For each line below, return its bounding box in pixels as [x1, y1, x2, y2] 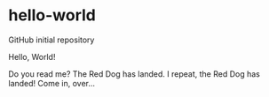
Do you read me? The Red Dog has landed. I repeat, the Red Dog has [8, 68, 261, 79]
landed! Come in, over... [8, 78, 95, 88]
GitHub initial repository [8, 34, 95, 45]
